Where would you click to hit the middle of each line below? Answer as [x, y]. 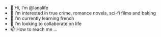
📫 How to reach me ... [34, 29]
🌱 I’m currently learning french [42, 18]
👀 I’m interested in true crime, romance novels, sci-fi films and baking [83, 13]
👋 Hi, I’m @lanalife [29, 8]
